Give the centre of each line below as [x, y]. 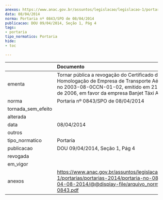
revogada [18, 156]
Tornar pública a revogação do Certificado [105, 75]
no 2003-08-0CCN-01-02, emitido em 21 [107, 87]
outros [15, 133]
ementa [16, 84]
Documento [71, 67]
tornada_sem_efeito [30, 109]
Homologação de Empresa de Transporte [104, 81]
